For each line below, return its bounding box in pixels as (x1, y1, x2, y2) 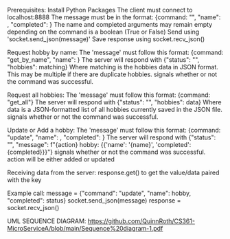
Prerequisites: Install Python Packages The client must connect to (7, 6, 193, 14)
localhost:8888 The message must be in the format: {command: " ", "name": (7, 13, 221, 21)
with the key (7, 176, 42, 184)
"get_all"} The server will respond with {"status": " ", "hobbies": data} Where (7, 98, 222, 106)
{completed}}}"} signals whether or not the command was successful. (7, 148, 206, 156)
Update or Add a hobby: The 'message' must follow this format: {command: (7, 126, 221, 134)
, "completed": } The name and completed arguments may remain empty (7, 21, 213, 28)
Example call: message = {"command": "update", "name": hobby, (7, 189, 192, 197)
